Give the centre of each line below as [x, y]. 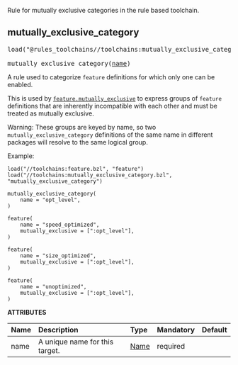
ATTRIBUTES [27, 312]
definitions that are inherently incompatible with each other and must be [112, 106]
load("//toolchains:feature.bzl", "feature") [75, 169]
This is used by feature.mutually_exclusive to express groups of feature [114, 98]
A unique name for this [76, 342]
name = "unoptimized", [53, 286]
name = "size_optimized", [58, 255]
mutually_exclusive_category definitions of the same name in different [110, 135]
